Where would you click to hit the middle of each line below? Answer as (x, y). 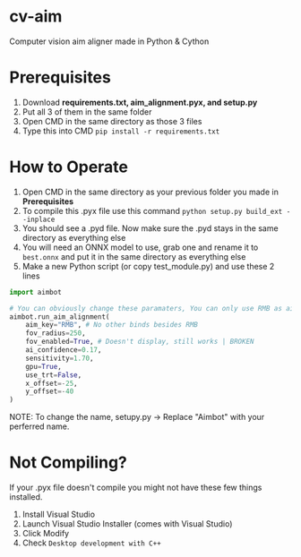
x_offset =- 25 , (52, 383)
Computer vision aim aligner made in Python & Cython (109, 41)
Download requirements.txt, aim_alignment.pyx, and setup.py (140, 102)
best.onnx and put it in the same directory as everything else (134, 256)
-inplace (39, 219)
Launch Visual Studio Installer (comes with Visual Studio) (127, 524)
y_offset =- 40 (50, 391)
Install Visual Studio (59, 514)
